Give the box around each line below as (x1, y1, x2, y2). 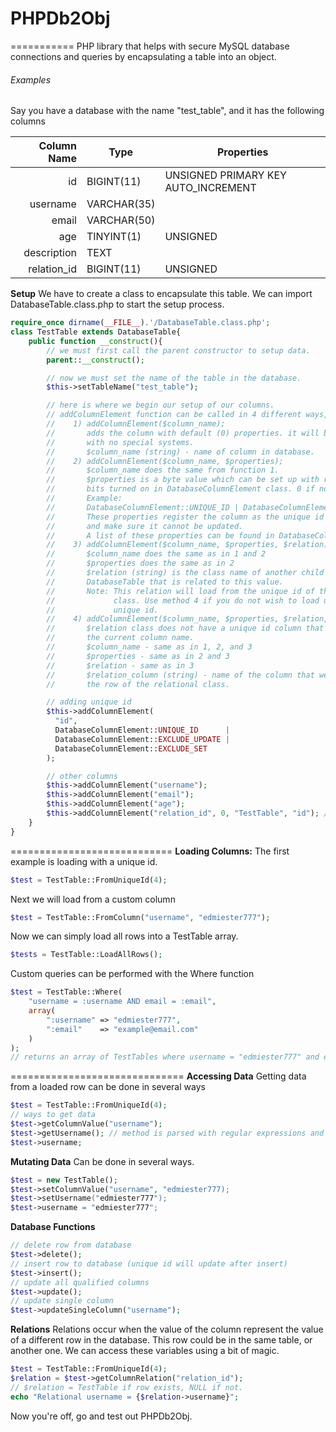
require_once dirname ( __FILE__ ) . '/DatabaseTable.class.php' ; (10, 318, 271, 328)
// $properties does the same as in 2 (46, 558, 235, 569)
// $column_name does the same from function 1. (46, 465, 280, 476)
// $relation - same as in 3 (46, 660, 195, 671)
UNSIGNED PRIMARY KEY (164, 168, 287, 182)
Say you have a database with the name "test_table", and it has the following (10, 105, 325, 117)
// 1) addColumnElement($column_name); (46, 419, 226, 429)
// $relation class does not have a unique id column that (46, 623, 325, 634)
